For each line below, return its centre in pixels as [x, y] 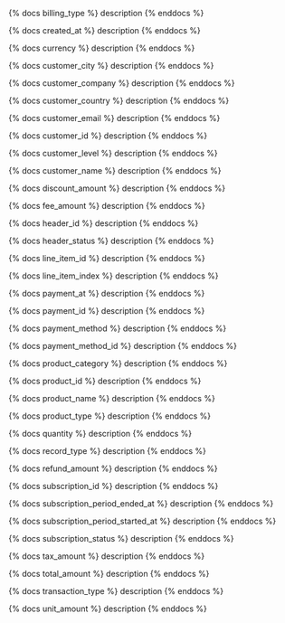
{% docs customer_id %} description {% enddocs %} [108, 136]
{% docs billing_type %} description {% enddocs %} [106, 13]
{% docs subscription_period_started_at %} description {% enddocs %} [142, 521]
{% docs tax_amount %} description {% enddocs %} [107, 556]
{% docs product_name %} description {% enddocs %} [112, 398]
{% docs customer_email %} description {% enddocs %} [114, 118]
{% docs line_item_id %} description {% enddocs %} [107, 258]
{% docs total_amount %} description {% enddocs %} [109, 574]
